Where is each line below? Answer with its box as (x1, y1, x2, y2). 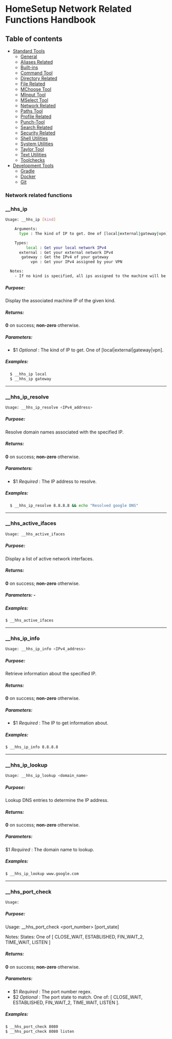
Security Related (20, 130, 55, 136)
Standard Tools (12, 48, 45, 54)
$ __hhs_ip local (10, 371, 47, 377)
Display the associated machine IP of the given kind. (5, 297, 116, 303)
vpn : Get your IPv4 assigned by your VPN (30, 260, 123, 265)
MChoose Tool (20, 86, 52, 92)
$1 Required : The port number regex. (12, 988, 92, 994)
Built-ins (20, 65, 38, 70)
